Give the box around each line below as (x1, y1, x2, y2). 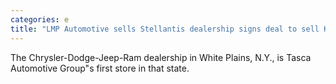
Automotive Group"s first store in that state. (10, 62, 190, 74)
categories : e (10, 14, 70, 25)
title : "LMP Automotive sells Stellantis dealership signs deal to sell (10, 24, 320, 34)
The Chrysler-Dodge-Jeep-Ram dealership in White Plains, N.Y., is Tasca (10, 51, 312, 63)
